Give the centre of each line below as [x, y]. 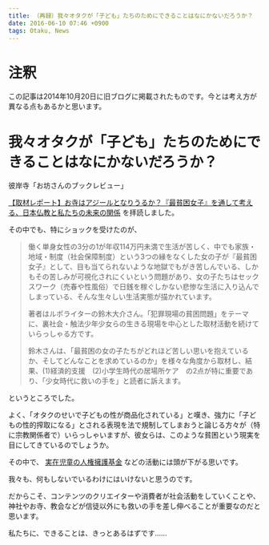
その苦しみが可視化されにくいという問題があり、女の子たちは [137, 277]
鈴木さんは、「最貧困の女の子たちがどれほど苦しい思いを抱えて [131, 351]
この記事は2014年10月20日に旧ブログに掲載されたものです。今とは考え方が [133, 96]
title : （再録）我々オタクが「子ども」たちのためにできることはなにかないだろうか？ [131, 16]
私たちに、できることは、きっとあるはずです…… [88, 533]
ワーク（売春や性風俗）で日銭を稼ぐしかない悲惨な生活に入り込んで [147, 287]
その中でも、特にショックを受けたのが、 [75, 230]
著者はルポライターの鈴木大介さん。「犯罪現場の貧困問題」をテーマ [139, 314]
